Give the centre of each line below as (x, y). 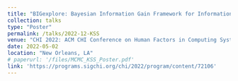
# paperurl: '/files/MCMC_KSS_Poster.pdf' (71, 60)
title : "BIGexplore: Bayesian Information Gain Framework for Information (120, 14)
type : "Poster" (30, 27)
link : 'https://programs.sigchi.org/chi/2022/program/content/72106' (112, 66)
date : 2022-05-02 (33, 46)
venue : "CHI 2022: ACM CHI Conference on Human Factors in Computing (112, 40)
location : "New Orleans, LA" (50, 54)
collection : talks (34, 20)
